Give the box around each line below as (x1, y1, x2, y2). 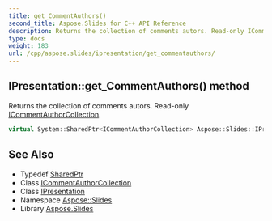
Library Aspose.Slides (19, 203, 94, 213)
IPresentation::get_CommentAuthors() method (8, 79, 249, 93)
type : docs (8, 34, 45, 43)
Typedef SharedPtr (19, 169, 84, 179)
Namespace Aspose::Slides (19, 195, 113, 205)
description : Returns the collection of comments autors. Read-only (8, 27, 244, 35)
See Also (8, 147, 54, 162)
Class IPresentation (19, 186, 85, 196)
